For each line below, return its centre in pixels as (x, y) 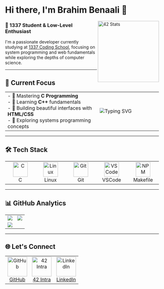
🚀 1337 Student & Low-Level (39, 25)
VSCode (112, 180)
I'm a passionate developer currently (42, 42)
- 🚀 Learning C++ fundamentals (44, 102)
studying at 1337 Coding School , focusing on (50, 47)
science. (14, 63)
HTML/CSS (21, 114)
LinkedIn (66, 279)
